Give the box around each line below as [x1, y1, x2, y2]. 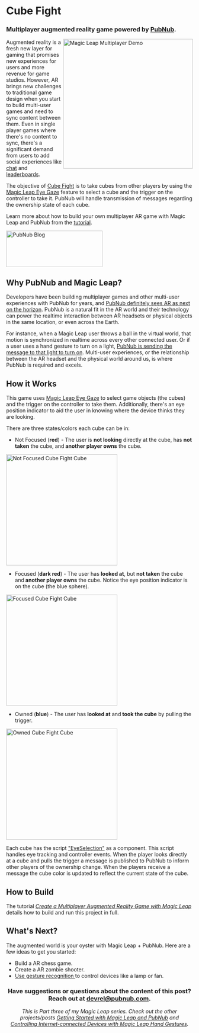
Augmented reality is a [6, 39, 61, 46]
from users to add [6, 152, 50, 159]
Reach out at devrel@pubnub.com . [48, 994, 151, 1002]
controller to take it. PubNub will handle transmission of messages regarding [6, 195, 192, 202]
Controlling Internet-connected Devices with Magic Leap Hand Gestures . [10, 1021, 189, 1028]
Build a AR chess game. [14, 960, 73, 967]
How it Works [6, 378, 57, 389]
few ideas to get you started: [6, 948, 76, 955]
